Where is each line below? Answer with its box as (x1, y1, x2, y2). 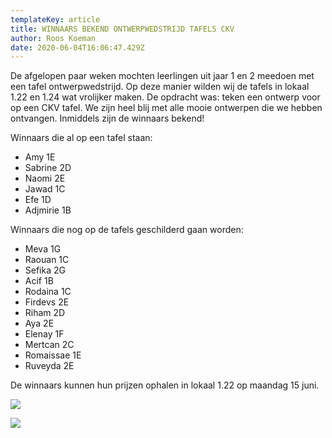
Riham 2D (24, 307, 66, 319)
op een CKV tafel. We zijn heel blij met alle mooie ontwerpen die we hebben (10, 102, 323, 114)
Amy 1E (24, 151, 56, 163)
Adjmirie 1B (24, 204, 72, 216)
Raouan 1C (24, 254, 70, 266)
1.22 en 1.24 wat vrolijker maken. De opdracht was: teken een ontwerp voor (10, 91, 321, 103)
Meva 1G (24, 243, 62, 255)
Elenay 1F (24, 328, 65, 340)
